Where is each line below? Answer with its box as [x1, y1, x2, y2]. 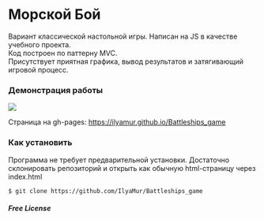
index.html [8, 172, 43, 181]
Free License [8, 203, 51, 213]
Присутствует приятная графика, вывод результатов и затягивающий [8, 57, 243, 66]
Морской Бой [8, 6, 101, 24]
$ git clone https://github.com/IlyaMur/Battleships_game [8, 187, 203, 195]
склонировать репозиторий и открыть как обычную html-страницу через [8, 163, 256, 173]
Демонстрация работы [8, 84, 104, 95]
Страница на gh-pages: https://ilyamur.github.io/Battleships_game [8, 117, 226, 127]
